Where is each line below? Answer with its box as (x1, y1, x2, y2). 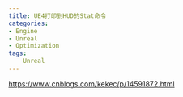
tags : (8, 49, 27, 57)
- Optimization (8, 42, 60, 50)
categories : (8, 19, 49, 27)
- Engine (8, 27, 38, 35)
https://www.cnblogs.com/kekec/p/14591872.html (8, 78, 176, 89)
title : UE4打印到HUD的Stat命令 (8, 11, 107, 20)
